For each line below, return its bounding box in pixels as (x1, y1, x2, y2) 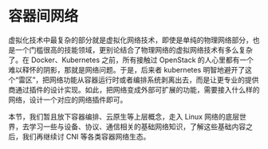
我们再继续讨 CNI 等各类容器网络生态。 (22, 131, 151, 141)
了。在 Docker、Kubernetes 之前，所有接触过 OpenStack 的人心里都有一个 (8, 55, 254, 65)
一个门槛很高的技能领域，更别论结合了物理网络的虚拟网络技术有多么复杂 (14, 45, 253, 54)
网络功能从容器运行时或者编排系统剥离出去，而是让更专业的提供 (49, 75, 259, 84)
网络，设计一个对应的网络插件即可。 (8, 95, 128, 104)
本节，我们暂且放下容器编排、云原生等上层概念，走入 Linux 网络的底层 (8, 112, 240, 121)
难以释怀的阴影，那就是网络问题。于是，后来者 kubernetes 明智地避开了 (8, 65, 246, 74)
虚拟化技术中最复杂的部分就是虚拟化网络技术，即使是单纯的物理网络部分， (8, 35, 253, 45)
